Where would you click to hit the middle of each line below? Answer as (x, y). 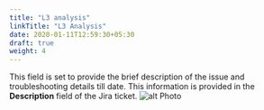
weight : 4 (28, 51)
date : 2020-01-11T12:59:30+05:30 (72, 34)
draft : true (32, 43)
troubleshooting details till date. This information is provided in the (132, 87)
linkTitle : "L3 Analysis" (58, 26)
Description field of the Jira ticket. (73, 96)
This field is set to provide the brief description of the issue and (127, 77)
